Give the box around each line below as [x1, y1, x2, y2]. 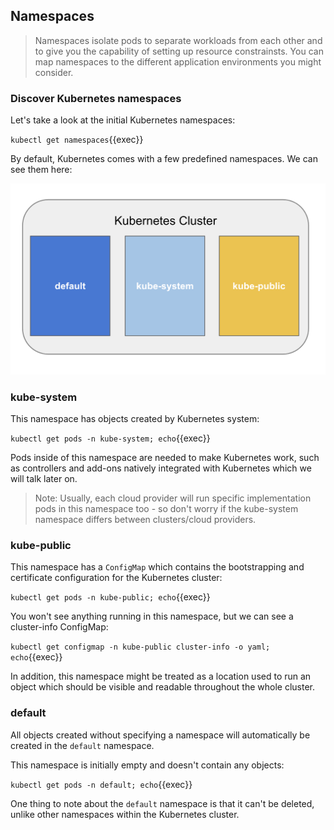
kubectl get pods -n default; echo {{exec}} [10, 778, 193, 790]
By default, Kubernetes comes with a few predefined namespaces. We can [10, 153, 318, 165]
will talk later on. [10, 473, 78, 485]
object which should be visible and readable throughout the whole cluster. [10, 681, 316, 693]
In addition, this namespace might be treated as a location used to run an [10, 670, 312, 683]
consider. [34, 66, 74, 78]
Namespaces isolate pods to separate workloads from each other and [34, 34, 323, 46]
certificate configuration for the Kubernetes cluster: [10, 572, 223, 584]
